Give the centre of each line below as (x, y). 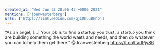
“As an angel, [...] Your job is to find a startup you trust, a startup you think (80, 33)
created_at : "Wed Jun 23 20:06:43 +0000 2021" (53, 9)
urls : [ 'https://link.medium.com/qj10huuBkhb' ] (55, 18)
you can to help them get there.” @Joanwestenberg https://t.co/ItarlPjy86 (80, 43)
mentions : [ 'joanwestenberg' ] (36, 14)
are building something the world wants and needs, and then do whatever (80, 37)
